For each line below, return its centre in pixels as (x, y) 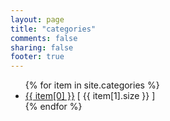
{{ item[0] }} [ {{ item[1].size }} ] (90, 96)
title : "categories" (53, 29)
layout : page (37, 19)
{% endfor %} (53, 107)
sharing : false (42, 47)
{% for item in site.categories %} (92, 85)
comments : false (44, 38)
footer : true (37, 57)
